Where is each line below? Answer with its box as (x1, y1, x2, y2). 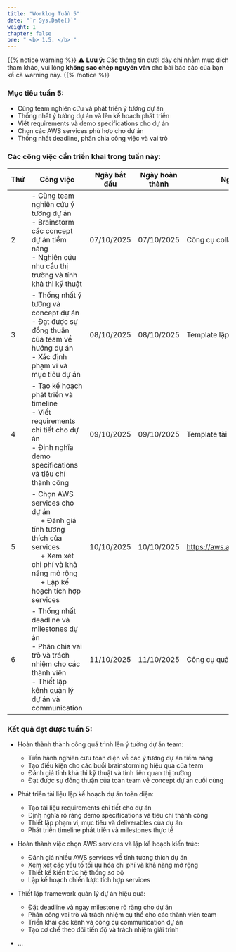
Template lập (186, 330, 230, 339)
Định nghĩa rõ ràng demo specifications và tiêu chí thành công (27, 811, 209, 820)
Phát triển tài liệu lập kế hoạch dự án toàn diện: (17, 790, 154, 798)
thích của (31, 533, 63, 543)
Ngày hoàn (140, 170, 178, 180)
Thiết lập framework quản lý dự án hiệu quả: (17, 889, 146, 898)
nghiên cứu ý (31, 199, 75, 209)
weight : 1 (7, 23, 37, 30)
